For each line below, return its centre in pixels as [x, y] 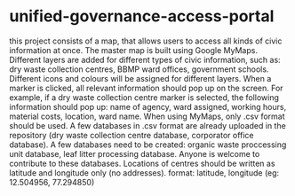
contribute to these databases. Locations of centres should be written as [142, 163]
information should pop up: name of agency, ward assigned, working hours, [148, 106]
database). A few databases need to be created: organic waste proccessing [148, 145]
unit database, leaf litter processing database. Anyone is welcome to [135, 153]
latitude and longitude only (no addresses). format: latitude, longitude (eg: [144, 172]
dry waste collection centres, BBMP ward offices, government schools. [139, 69]
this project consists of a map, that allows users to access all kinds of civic [146, 41]
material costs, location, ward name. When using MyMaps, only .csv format [147, 116]
